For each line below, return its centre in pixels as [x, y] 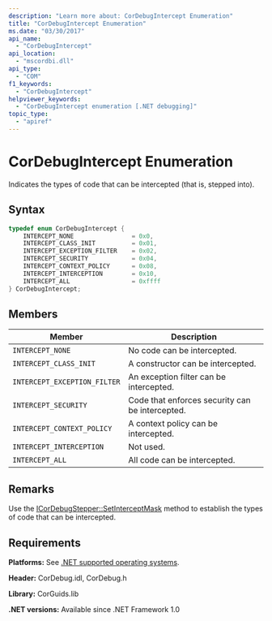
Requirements [45, 543]
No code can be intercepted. [183, 351]
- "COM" [29, 76]
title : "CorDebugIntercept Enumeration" [78, 24]
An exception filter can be [177, 377]
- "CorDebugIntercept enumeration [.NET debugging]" [106, 106]
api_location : [32, 54]
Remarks [32, 489]
